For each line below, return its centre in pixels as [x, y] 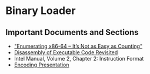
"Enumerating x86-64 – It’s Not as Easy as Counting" [78, 46]
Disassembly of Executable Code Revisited [66, 52]
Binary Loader [41, 11]
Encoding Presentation [41, 65]
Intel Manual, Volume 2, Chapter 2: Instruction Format [79, 59]
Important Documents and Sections [72, 32]
